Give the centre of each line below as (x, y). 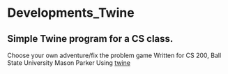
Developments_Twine (71, 13)
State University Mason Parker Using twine (69, 63)
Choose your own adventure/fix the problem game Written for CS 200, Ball (114, 55)
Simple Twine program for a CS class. (90, 39)
